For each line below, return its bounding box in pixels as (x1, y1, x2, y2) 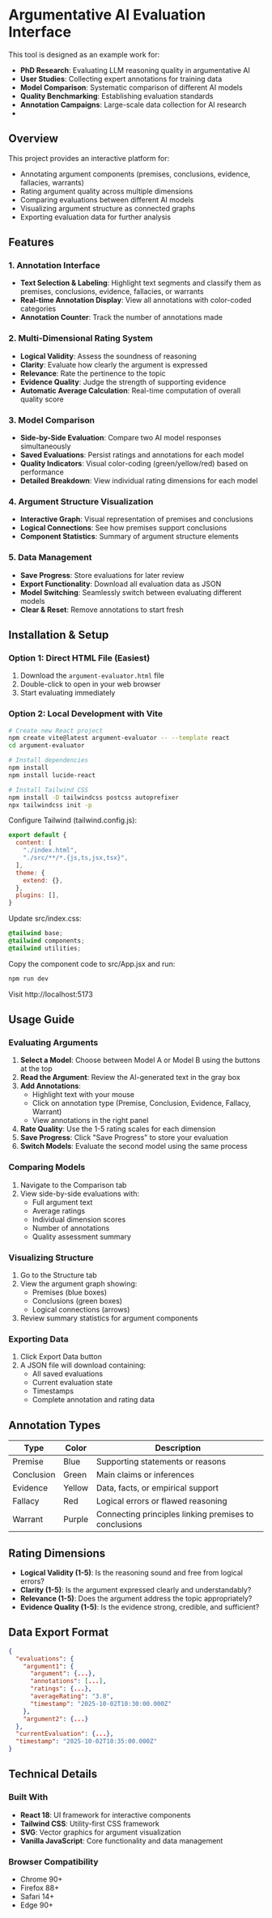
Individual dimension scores (32, 1214, 126, 1224)
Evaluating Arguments (8, 1037, 99, 1048)
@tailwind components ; (8, 937, 85, 945)
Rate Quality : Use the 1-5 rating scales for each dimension (19, 1124, 216, 1134)
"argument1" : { (23, 1662, 74, 1670)
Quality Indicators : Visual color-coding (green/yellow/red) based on (19, 459, 249, 469)
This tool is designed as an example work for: (8, 49, 160, 59)
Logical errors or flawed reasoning (96, 1495, 227, 1507)
